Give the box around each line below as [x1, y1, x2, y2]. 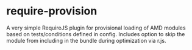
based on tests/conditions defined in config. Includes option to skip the [6, 30, 185, 37]
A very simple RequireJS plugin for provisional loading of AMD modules [6, 24, 186, 31]
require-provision [6, 4, 98, 18]
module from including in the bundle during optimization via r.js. [6, 37, 166, 44]
